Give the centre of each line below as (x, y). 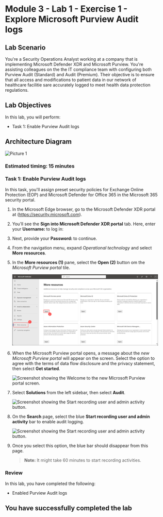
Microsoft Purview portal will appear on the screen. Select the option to (83, 358)
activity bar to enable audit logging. (48, 422)
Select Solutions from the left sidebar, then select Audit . (69, 393)
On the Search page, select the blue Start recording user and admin (81, 417)
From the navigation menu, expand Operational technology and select (82, 248)
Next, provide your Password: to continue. (55, 238)
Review (14, 473)
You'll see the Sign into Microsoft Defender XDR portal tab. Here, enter (84, 224)
